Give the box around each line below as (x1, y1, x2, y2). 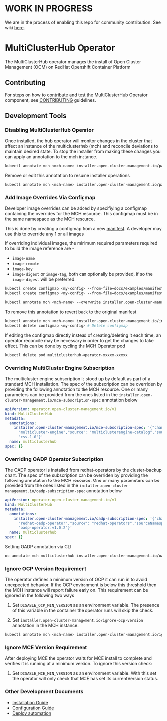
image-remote (12, 261, 40, 267)
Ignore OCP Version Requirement (5, 565, 87, 572)
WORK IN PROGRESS (5, 3, 93, 14)
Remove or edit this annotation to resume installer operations (5, 173, 130, 179)
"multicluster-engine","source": (18, 430, 88, 435)
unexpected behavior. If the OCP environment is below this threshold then (5, 582, 157, 588)
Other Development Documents (5, 688, 83, 695)
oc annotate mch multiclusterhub (5, 553, 75, 559)
